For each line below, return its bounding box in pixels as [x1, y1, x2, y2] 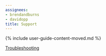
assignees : [5, 7, 28, 13]
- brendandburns [5, 12, 39, 17]
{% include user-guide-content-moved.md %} [5, 35, 101, 41]
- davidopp [5, 17, 28, 22]
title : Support [5, 21, 37, 27]
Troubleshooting [5, 45, 39, 51]
